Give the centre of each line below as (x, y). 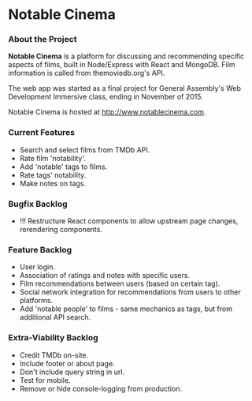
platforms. (36, 301)
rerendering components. (61, 230)
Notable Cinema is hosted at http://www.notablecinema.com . (107, 112)
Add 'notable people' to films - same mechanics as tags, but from (126, 309)
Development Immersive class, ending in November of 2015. (106, 97)
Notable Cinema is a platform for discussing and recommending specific (126, 56)
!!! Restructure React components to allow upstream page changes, (129, 221)
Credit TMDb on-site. (54, 355)
